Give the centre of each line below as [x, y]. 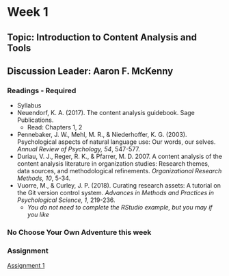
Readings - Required [42, 90]
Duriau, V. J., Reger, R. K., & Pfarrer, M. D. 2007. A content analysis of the [119, 156]
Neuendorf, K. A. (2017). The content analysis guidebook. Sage [106, 113]
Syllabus [29, 105]
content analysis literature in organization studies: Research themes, [113, 164]
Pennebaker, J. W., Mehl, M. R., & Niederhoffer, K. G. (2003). [102, 135]
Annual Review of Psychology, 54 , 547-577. [78, 149]
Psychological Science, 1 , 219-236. [66, 200]
